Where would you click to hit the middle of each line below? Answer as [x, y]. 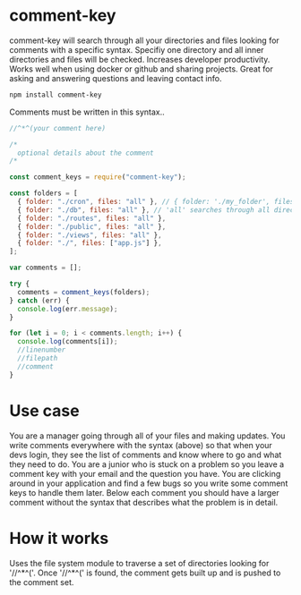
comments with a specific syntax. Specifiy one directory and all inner [137, 49]
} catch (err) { [39, 301]
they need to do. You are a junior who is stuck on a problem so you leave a [147, 464]
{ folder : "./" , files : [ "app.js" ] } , [90, 243]
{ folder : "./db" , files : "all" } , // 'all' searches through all [144, 210]
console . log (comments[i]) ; [68, 342]
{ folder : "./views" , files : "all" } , [90, 235]
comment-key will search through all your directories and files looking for [144, 40]
